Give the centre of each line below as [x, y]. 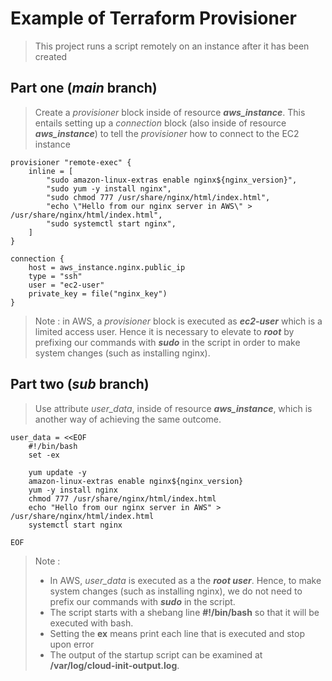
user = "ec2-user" [66, 285]
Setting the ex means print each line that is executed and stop [177, 633]
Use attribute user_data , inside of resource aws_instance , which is [173, 408]
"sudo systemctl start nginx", [111, 223]
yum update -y [57, 472]
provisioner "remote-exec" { [71, 162]
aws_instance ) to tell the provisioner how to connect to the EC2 [167, 133]
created [51, 56]
